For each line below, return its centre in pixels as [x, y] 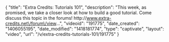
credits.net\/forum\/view [31, 23]
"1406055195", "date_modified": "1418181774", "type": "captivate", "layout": [85, 29]
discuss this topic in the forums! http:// [46, 18]
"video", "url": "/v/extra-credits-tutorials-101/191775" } [62, 34]
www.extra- [99, 18]
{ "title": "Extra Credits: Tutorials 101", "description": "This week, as [76, 7]
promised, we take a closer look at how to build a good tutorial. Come [79, 13]
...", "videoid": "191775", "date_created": [98, 23]
